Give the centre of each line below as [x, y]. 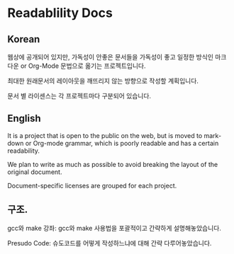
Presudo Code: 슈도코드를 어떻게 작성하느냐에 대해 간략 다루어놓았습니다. [110, 243]
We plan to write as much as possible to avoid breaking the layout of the [113, 164]
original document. [35, 172]
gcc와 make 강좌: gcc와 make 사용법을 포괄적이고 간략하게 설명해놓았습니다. [115, 228]
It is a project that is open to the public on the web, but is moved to [105, 135]
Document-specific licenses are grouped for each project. [92, 185]
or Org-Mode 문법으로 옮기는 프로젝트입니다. [83, 66]
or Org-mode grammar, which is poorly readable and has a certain [122, 143]
